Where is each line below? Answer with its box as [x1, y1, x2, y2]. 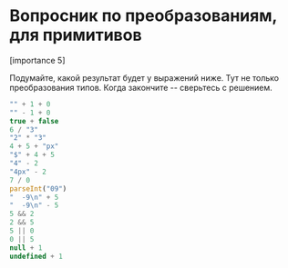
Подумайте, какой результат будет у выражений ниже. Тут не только [9, 72, 280, 83]
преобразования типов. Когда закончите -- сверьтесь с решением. [9, 82, 273, 93]
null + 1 [9, 243, 43, 253]
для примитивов [9, 25, 143, 45]
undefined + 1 [9, 252, 64, 261]
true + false [9, 116, 59, 125]
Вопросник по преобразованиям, [9, 5, 278, 26]
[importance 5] [9, 55, 66, 65]
